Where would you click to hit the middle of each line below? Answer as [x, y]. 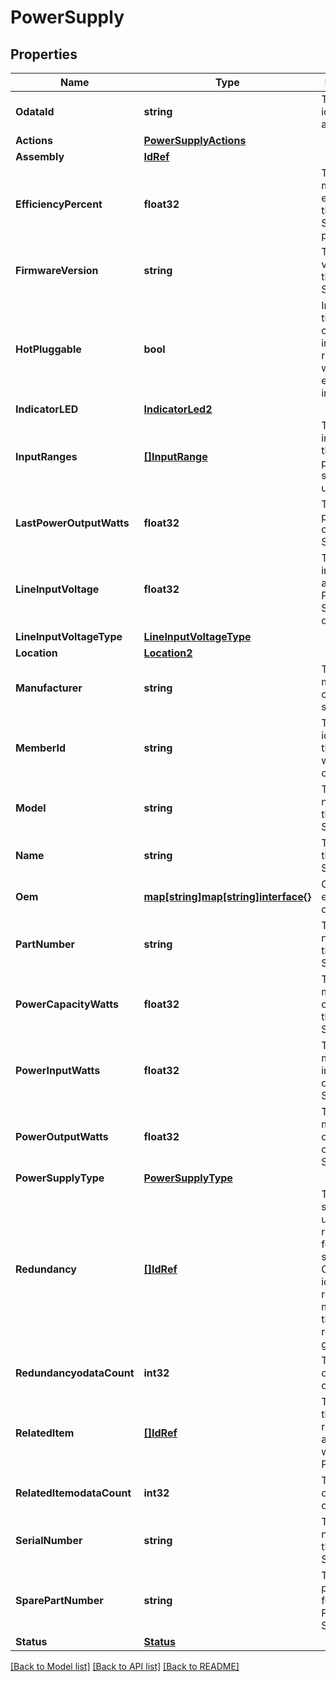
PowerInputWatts [58, 1070]
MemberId [40, 748]
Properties [44, 54]
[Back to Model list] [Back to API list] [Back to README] [125, 1666]
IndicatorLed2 [178, 409]
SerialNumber [49, 1540]
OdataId [35, 111]
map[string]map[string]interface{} [227, 896]
